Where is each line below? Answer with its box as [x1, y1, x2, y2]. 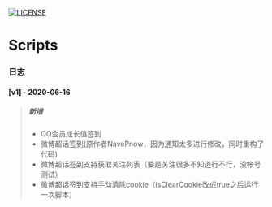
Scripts [8, 37, 58, 54]
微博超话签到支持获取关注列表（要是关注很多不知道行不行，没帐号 [40, 159, 261, 169]
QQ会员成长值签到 [40, 128, 102, 138]
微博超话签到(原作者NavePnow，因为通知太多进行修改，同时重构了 [40, 139, 265, 149]
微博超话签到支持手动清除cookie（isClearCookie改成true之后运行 [40, 179, 258, 189]
